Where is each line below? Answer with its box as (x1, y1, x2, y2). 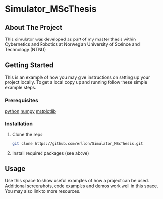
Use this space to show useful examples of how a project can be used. (5, 178, 149, 184)
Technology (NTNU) (5, 47, 46, 52)
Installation (5, 120, 33, 127)
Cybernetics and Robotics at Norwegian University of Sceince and (5, 41, 140, 47)
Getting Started (5, 61, 54, 70)
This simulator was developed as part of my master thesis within (5, 36, 136, 42)
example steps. (5, 84, 36, 90)
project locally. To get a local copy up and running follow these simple (5, 79, 147, 85)
